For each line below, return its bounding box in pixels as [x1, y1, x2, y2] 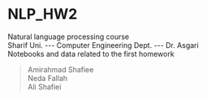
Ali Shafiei [27, 82, 62, 92]
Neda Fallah [27, 73, 68, 83]
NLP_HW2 [7, 5, 78, 24]
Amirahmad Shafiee [27, 64, 94, 74]
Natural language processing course [7, 32, 130, 41]
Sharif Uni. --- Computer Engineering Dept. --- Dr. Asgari [7, 40, 200, 49]
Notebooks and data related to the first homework [7, 49, 175, 58]
